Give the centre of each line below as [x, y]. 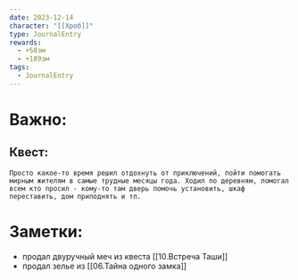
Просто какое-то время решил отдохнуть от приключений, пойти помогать [145, 173]
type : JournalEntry [46, 34]
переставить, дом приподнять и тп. [75, 196]
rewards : [25, 42]
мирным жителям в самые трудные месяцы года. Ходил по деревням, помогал [149, 181]
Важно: [38, 119]
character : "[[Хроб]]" [51, 26]
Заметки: [46, 231]
